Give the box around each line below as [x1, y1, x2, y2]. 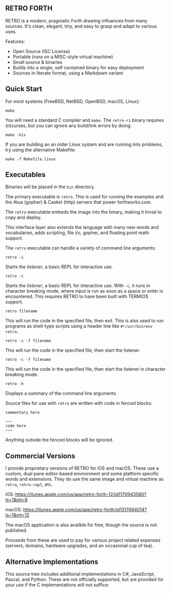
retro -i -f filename [5, 339, 52, 344]
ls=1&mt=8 [5, 497, 28, 503]
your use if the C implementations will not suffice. [5, 582, 110, 588]
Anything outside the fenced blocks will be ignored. [5, 437, 114, 443]
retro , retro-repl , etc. [5, 481, 53, 487]
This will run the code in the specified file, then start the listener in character [5, 366, 166, 372]
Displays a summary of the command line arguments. [5, 390, 117, 397]
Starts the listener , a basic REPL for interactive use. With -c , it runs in [5, 282, 151, 289]
